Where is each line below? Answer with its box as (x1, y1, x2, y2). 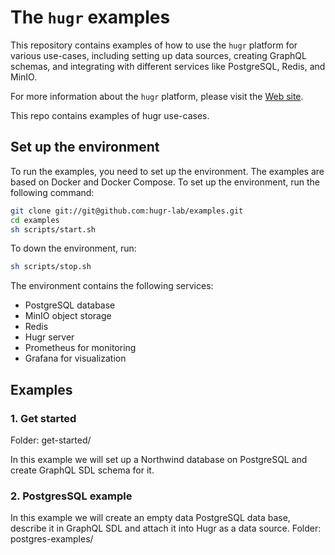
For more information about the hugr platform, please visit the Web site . (10, 90, 304, 102)
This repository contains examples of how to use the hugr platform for (10, 39, 298, 51)
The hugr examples (10, 6, 171, 29)
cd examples (10, 215, 60, 225)
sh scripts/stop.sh (10, 262, 92, 272)
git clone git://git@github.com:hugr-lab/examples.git (10, 206, 244, 216)
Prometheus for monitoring (24, 342, 137, 354)
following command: (10, 186, 95, 198)
